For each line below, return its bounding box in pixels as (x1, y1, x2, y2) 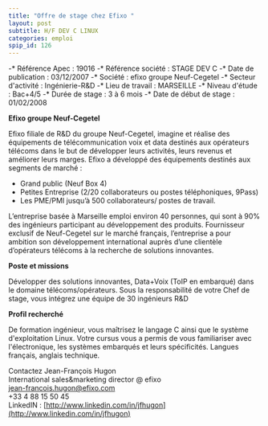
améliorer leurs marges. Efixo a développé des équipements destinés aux (8, 154, 251, 165)
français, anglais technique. (8, 350, 100, 360)
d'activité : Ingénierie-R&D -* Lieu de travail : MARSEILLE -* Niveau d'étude (8, 81, 258, 91)
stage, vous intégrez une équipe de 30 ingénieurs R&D (8, 294, 189, 304)
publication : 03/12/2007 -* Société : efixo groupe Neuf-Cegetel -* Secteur (8, 72, 256, 82)
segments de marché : (8, 163, 83, 173)
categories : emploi (8, 34, 74, 43)
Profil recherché (8, 309, 64, 319)
